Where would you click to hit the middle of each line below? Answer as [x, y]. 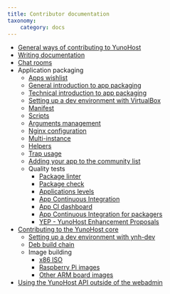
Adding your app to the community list [84, 161]
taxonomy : [22, 21]
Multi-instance [49, 138]
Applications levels [67, 192]
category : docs [43, 27]
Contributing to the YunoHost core [68, 230]
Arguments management [64, 123]
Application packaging [51, 70]
